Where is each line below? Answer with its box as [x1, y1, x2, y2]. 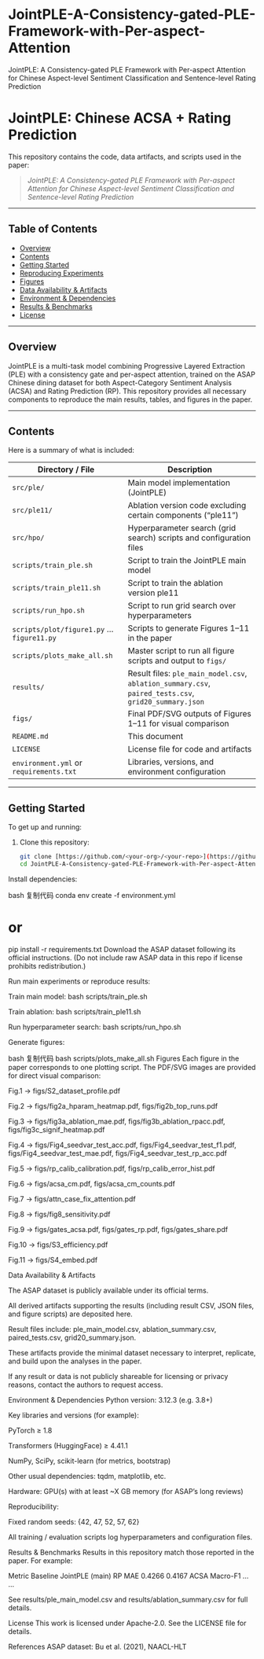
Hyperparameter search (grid [127, 523, 236, 534]
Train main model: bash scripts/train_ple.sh [8, 991, 148, 1001]
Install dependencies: [8, 874, 78, 884]
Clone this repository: [19, 837, 90, 847]
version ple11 [127, 587, 179, 598]
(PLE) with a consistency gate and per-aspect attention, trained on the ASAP [8, 370, 255, 379]
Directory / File [38, 464, 95, 475]
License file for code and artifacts [127, 744, 252, 755]
